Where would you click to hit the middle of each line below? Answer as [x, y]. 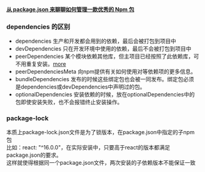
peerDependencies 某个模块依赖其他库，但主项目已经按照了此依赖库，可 [107, 56]
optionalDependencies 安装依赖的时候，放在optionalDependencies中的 [105, 94]
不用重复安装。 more [40, 63]
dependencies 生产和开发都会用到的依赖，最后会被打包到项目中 [95, 41]
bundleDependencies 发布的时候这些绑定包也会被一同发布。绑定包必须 [105, 79]
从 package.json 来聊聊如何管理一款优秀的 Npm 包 [70, 9]
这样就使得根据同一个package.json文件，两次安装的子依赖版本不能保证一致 [101, 163]
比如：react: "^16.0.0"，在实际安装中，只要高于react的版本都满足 [88, 148]
